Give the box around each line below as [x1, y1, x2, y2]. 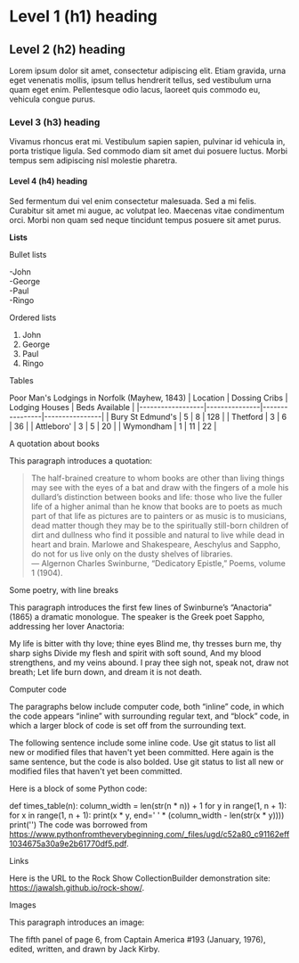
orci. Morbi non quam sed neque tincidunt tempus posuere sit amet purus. [9, 214, 282, 225]
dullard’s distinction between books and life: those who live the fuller [30, 491, 283, 502]
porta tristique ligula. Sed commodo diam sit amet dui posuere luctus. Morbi [9, 145, 287, 157]
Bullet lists [9, 249, 47, 259]
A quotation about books [9, 438, 100, 449]
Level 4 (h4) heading [9, 176, 88, 186]
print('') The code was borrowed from [9, 819, 149, 830]
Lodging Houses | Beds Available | [9, 401, 135, 412]
